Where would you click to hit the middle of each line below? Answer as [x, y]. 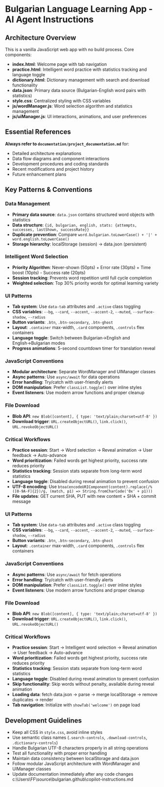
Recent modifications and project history [53, 169]
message [21, 501]
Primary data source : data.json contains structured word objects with [83, 214]
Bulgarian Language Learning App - [79, 9]
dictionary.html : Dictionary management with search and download [81, 80]
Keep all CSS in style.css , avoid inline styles [57, 732]
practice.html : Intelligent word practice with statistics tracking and [79, 69]
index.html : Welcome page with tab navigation [59, 64]
